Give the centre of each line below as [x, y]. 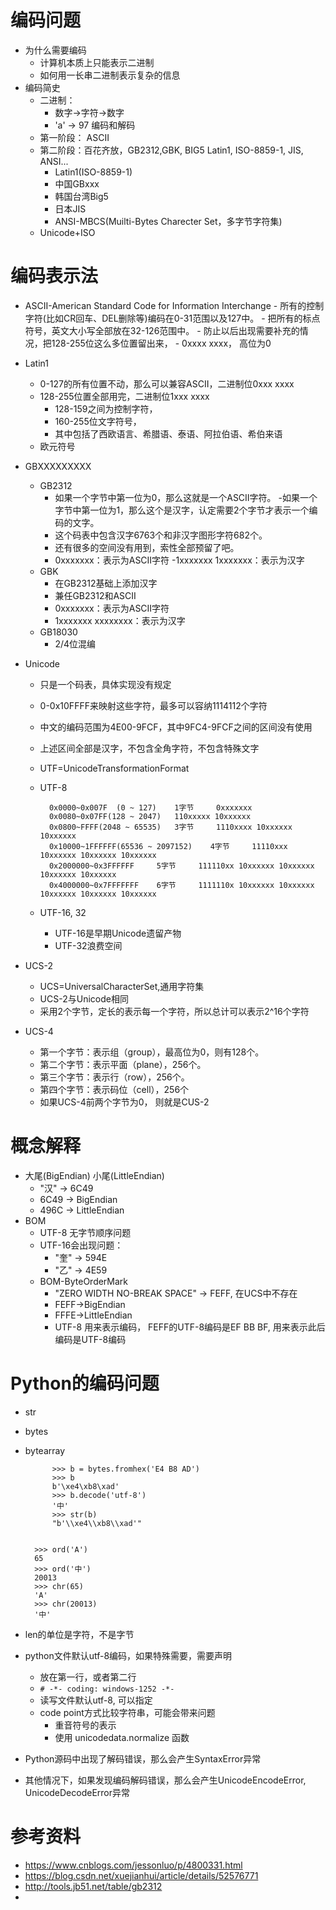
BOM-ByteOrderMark [84, 1281]
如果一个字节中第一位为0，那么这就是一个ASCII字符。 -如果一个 [186, 497]
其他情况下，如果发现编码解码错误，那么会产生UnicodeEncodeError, [165, 1780]
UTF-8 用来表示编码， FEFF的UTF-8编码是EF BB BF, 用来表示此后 [190, 1327]
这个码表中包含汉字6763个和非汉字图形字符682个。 [161, 535]
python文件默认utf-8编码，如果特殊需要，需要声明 [128, 1655]
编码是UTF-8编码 [90, 1339]
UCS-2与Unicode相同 [84, 998]
